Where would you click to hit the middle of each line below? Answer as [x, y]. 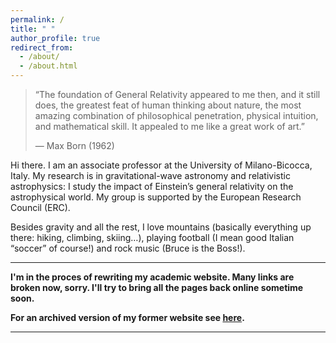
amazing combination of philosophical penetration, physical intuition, [176, 115]
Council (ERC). [40, 207]
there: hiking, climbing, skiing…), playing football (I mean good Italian [152, 237]
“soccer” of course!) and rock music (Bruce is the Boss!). [128, 248]
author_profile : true [55, 38]
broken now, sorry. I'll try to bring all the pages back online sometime [157, 287]
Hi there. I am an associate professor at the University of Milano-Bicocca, [161, 165]
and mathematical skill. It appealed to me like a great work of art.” [169, 126]
